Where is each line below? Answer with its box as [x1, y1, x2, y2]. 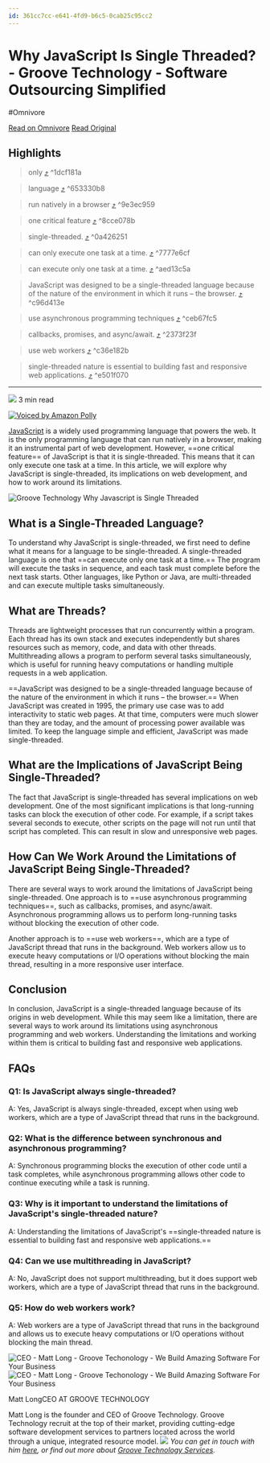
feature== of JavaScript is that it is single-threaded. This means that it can [8, 452, 256, 461]
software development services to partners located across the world [8, 1427, 235, 1437]
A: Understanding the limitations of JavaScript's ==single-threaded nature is [8, 1226, 261, 1236]
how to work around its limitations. [8, 477, 122, 487]
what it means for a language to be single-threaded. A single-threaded [8, 547, 243, 556]
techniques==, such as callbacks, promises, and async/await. [8, 901, 213, 911]
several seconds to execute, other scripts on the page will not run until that [8, 818, 256, 828]
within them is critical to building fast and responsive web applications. [8, 1038, 243, 1048]
